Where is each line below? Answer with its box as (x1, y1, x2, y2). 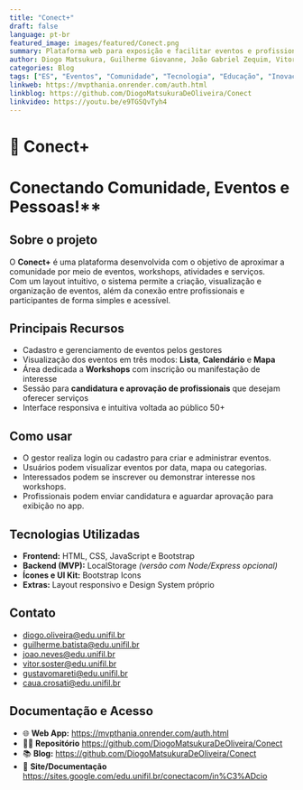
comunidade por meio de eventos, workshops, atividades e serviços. (9, 265, 266, 276)
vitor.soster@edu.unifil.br (22, 658, 117, 669)
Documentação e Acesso (9, 703, 153, 719)
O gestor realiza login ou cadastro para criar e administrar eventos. (22, 452, 272, 463)
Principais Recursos (9, 321, 124, 336)
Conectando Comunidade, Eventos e (9, 177, 290, 198)
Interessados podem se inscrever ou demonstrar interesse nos (22, 471, 255, 483)
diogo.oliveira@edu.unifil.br (22, 629, 125, 640)
